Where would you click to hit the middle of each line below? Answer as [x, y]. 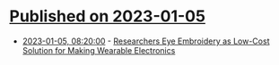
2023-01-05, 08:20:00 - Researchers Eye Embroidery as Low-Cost [146, 41]
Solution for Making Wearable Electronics [99, 50]
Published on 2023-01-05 [108, 16]
